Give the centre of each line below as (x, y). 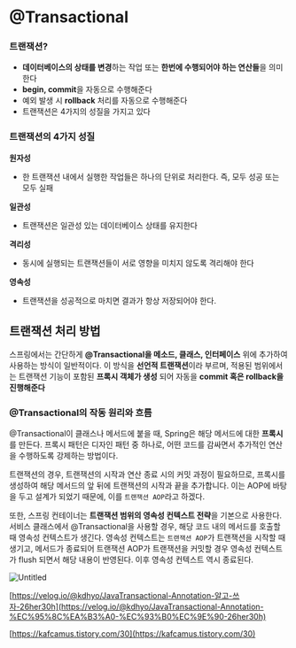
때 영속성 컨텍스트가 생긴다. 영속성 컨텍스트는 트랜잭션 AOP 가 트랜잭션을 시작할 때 (148, 537)
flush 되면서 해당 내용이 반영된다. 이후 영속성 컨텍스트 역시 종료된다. (136, 559)
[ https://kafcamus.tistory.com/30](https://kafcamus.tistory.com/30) (132, 633)
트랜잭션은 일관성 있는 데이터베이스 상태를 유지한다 (109, 225)
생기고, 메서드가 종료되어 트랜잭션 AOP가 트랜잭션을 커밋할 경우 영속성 (131, 548)
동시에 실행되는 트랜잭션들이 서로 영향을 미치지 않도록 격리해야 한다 (138, 263)
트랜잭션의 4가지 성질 (52, 137)
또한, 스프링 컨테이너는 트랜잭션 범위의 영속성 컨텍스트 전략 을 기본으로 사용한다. (145, 515)
